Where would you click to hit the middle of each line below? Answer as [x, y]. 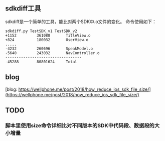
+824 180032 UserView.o [47, 40]
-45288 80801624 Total [41, 62]
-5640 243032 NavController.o [52, 53]
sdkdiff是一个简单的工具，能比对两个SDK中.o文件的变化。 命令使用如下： [81, 22]
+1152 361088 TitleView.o [48, 35]
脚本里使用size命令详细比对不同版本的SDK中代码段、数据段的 [80, 125]
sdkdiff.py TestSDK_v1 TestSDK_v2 [41, 31]
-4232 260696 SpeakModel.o [49, 49]
